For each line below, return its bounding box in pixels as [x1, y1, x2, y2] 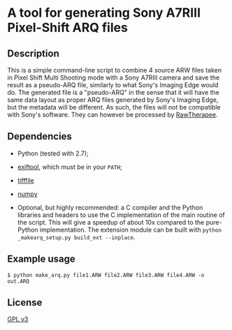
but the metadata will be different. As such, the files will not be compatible [7, 103, 221, 111]
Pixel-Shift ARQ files [7, 20, 128, 36]
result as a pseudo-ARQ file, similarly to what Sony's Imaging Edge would [7, 81, 219, 89]
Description [7, 47, 59, 59]
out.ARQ [7, 278, 30, 285]
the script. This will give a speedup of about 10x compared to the [17, 218, 205, 226]
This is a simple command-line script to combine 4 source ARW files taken [7, 66, 222, 74]
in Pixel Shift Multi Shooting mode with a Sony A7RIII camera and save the [7, 73, 220, 82]
